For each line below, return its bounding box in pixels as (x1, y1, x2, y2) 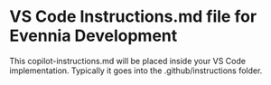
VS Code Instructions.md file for (9, 6, 257, 27)
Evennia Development (9, 25, 178, 46)
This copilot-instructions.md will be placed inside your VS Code (9, 55, 247, 66)
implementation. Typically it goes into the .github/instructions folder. (9, 65, 263, 76)
